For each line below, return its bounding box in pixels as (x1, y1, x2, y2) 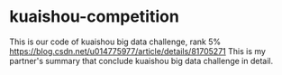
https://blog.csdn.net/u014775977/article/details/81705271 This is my (9, 45, 266, 56)
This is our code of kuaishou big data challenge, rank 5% (9, 36, 222, 47)
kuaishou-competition (9, 6, 180, 27)
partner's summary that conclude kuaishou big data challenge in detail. (9, 55, 274, 66)
